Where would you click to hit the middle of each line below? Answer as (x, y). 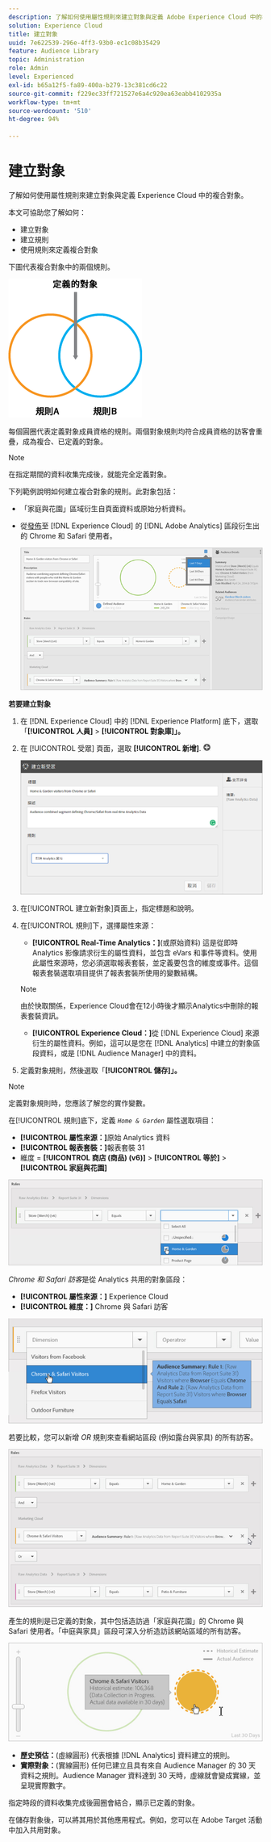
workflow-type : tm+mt (45, 102)
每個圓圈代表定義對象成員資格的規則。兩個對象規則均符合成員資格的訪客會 (132, 431)
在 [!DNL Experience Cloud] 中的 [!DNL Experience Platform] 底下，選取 (139, 721)
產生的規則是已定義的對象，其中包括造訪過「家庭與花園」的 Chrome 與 (126, 1621)
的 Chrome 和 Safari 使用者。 (68, 535)
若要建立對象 (29, 704)
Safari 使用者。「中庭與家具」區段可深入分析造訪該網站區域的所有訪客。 (127, 1630)
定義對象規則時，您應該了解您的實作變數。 (79, 1103)
